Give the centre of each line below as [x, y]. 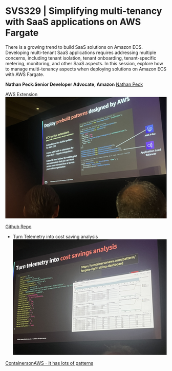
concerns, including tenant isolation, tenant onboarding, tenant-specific [81, 58]
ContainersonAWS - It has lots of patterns [49, 363]
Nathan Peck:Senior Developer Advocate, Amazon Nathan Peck [74, 84]
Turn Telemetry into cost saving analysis [55, 236]
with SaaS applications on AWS [73, 22]
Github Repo [18, 227]
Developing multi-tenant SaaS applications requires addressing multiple [81, 52]
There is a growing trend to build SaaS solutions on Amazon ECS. [74, 47]
